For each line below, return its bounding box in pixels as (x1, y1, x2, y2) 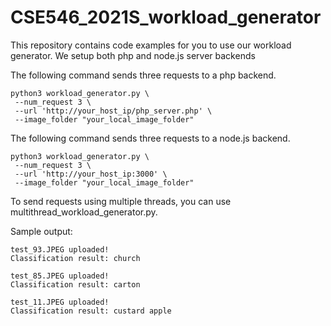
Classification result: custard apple (10, 306, 172, 316)
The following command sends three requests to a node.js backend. (10, 132, 291, 144)
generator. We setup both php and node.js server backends (10, 49, 256, 61)
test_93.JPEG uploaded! (10, 244, 110, 255)
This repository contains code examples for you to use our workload (10, 39, 292, 51)
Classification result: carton (10, 279, 141, 290)
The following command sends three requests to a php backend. (10, 69, 277, 81)
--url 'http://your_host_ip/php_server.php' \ (14, 106, 213, 116)
